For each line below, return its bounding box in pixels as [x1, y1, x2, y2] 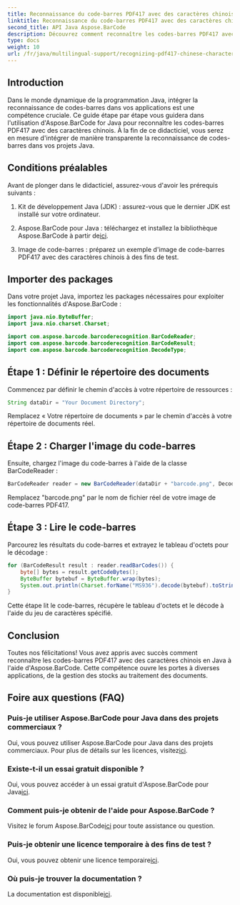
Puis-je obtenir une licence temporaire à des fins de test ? [7, 839, 212, 849]
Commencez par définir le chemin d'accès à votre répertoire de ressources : [7, 385, 233, 393]
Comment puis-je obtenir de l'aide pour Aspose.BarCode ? [7, 805, 215, 815]
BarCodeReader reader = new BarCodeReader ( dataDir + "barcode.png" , [7, 480, 216, 487]
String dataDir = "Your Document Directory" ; [7, 399, 145, 406]
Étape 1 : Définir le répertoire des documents [7, 366, 209, 378]
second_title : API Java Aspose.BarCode [7, 24, 126, 31]
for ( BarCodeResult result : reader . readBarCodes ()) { [7, 562, 174, 569]
